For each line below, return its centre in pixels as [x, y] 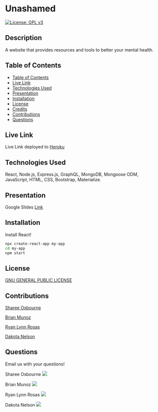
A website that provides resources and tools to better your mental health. [79, 50]
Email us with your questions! [35, 364]
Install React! [18, 234]
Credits [20, 109]
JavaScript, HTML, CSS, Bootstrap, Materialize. [53, 180]
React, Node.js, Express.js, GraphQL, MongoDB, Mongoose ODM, [72, 174]
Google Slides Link [24, 207]
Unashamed [30, 9]
